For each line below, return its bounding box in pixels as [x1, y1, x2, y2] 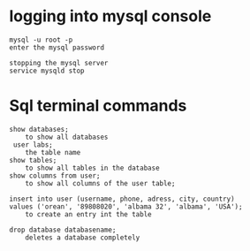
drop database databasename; [9, 225, 117, 234]
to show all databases [25, 133, 109, 141]
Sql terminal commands [9, 95, 187, 116]
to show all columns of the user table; [25, 179, 176, 187]
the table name [25, 148, 81, 156]
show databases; [9, 125, 69, 133]
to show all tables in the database [25, 164, 161, 172]
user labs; [12, 140, 53, 149]
